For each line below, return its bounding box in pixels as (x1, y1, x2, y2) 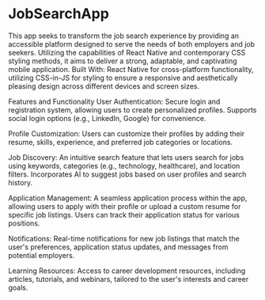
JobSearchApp (8, 5, 109, 23)
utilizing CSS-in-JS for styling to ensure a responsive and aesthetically (8, 73, 238, 82)
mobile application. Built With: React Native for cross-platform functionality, (8, 64, 255, 74)
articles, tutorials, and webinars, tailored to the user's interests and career (8, 274, 249, 283)
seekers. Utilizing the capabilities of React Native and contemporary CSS (8, 47, 246, 57)
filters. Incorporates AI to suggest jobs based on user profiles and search (8, 169, 247, 179)
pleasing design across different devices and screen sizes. (8, 81, 200, 91)
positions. (8, 218, 40, 228)
